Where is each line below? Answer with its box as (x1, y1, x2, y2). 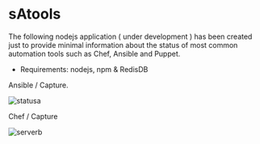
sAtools (8, 5, 61, 23)
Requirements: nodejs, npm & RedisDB (19, 64, 149, 74)
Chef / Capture (8, 111, 58, 121)
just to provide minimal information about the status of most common (8, 40, 238, 49)
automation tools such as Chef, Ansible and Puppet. (8, 49, 181, 58)
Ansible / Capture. (8, 80, 69, 90)
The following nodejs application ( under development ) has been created (8, 32, 253, 41)
